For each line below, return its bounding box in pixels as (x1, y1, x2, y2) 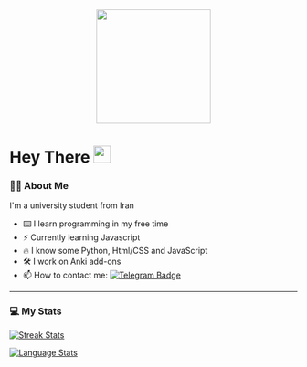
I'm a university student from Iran (9, 200, 135, 211)
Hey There (9, 147, 90, 168)
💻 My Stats (9, 305, 62, 318)
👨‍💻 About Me (9, 180, 69, 193)
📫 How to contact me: (22, 269, 108, 281)
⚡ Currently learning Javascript (22, 232, 141, 243)
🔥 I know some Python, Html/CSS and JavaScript (22, 246, 208, 257)
